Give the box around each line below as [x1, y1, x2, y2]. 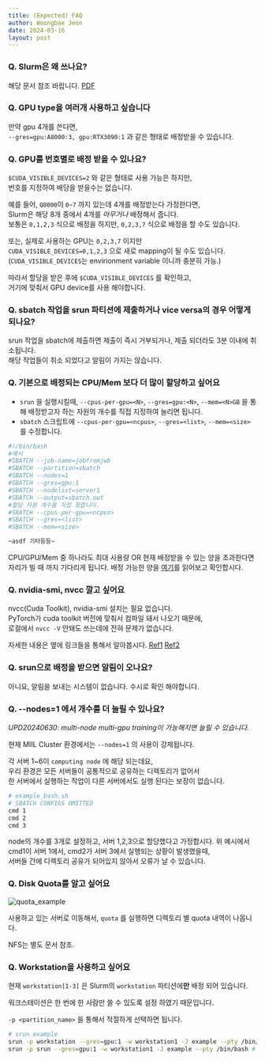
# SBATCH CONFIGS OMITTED [8, 799, 93, 807]
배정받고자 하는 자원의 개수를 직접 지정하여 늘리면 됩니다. [28, 407, 203, 416]
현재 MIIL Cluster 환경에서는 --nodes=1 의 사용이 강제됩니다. [8, 740, 195, 748]
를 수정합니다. [19, 426, 63, 436]
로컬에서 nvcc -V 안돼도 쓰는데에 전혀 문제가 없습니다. [8, 623, 174, 633]
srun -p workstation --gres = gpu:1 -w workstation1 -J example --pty [8, 1037, 238, 1045]
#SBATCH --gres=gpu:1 [8, 479, 80, 487]
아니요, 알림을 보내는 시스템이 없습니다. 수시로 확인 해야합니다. [8, 681, 200, 691]
